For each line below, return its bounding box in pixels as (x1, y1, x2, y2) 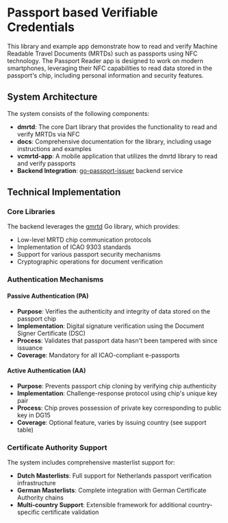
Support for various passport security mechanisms (16, 251, 161, 259)
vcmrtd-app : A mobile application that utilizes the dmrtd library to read (16, 152, 218, 160)
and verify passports (16, 159, 76, 167)
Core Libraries (7, 207, 56, 217)
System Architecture (7, 91, 98, 103)
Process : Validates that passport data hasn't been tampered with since (16, 336, 218, 345)
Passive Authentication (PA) (7, 292, 89, 300)
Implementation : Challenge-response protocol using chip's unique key (16, 389, 218, 397)
